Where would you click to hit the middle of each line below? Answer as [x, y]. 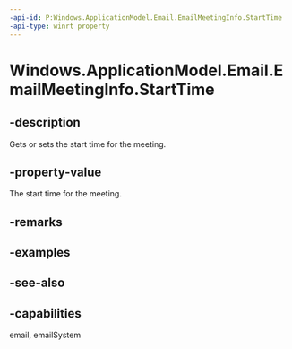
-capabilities [46, 314]
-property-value [56, 172]
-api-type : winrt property [60, 26]
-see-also [37, 283]
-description [45, 122]
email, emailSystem [45, 335]
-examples [40, 253]
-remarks [36, 222]
